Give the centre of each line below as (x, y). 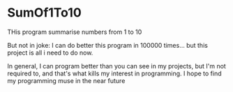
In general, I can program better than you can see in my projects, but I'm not (117, 66)
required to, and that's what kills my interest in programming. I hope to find (114, 73)
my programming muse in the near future (66, 80)
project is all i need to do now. (50, 53)
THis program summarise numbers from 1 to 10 (75, 32)
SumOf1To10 (44, 13)
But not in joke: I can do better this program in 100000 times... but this (107, 45)
